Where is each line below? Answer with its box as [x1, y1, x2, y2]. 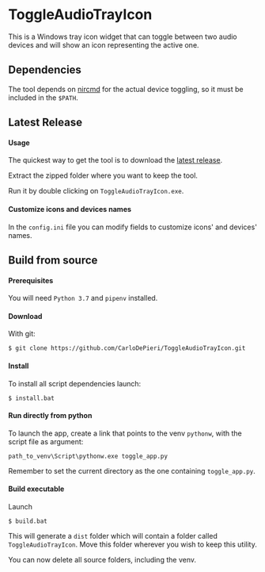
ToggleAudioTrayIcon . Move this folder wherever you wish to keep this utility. [8, 539, 257, 549]
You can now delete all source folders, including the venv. [8, 555, 196, 564]
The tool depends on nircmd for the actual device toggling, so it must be [8, 84, 244, 94]
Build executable [8, 484, 65, 493]
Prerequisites [8, 275, 54, 285]
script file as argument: [8, 436, 84, 446]
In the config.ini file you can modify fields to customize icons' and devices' [8, 222, 257, 232]
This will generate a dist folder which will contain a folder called [8, 531, 218, 540]
